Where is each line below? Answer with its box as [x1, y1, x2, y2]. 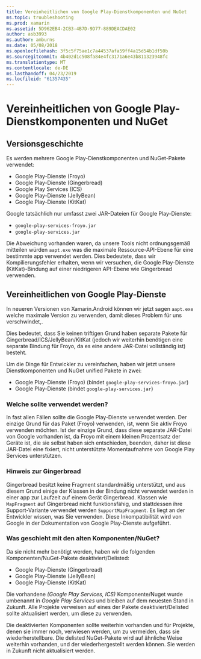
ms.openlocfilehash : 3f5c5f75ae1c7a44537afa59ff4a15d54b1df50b [6, 48, 169, 54]
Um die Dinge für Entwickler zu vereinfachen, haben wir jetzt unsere [6, 360, 176, 367]
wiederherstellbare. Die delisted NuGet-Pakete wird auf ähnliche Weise [6, 634, 182, 642]
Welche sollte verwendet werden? [6, 400, 108, 408]
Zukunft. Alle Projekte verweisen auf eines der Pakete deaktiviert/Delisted [6, 603, 189, 610]
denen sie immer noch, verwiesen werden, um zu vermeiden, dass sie [6, 628, 180, 635]
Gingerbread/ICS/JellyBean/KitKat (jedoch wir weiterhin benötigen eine [6, 336, 184, 343]
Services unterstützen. [6, 452, 63, 460]
